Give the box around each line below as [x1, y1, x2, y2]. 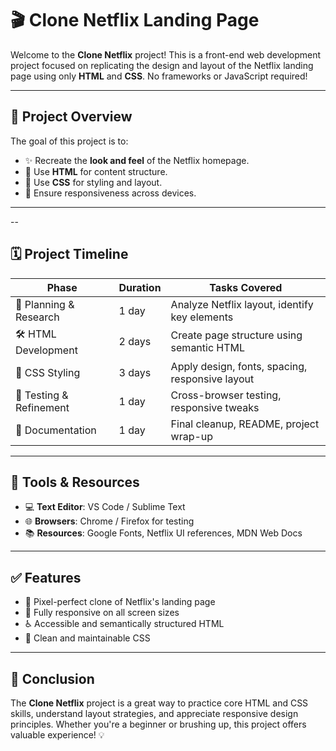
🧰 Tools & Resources [10, 473, 140, 491]
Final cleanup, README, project [170, 417, 320, 431]
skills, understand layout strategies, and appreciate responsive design [10, 708, 299, 719]
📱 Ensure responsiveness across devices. [24, 187, 197, 199]
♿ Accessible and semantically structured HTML [24, 618, 225, 630]
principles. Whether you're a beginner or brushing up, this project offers [10, 718, 307, 730]
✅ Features [10, 569, 82, 586]
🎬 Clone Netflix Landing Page [10, 9, 260, 32]
